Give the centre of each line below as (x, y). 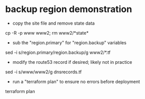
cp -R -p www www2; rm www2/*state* (47, 33)
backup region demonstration (69, 9)
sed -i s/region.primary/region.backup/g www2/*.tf (58, 52)
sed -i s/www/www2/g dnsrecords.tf (44, 72)
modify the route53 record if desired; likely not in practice (72, 62)
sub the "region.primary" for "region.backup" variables (69, 42)
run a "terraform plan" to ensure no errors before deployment (76, 81)
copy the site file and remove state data (53, 23)
